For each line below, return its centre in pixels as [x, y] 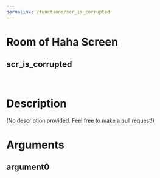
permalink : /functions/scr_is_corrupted [58, 12]
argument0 [28, 167]
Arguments [36, 145]
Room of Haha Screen [62, 42]
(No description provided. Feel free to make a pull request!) [81, 120]
